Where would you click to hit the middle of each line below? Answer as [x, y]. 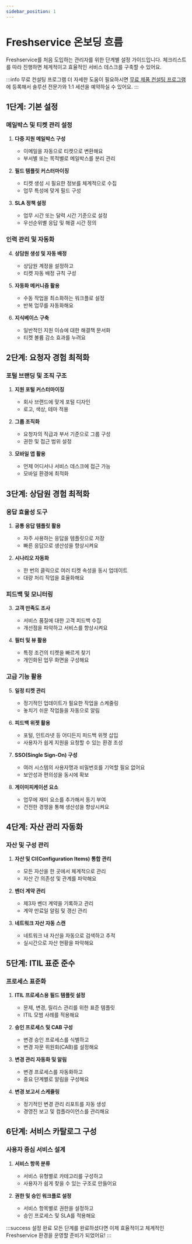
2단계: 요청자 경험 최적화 [48, 357]
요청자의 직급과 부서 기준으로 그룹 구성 [67, 434]
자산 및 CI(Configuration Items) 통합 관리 [63, 859]
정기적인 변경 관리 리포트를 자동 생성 [64, 1104]
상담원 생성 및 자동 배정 [41, 253]
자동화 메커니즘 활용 [37, 285]
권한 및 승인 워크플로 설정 [43, 1195]
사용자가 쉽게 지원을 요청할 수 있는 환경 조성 [73, 742]
